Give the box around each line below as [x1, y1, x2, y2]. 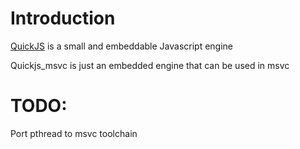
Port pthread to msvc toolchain [10, 127, 138, 139]
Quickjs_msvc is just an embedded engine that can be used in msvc [10, 59, 290, 71]
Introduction [10, 7, 116, 30]
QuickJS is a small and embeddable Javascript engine [10, 40, 234, 52]
